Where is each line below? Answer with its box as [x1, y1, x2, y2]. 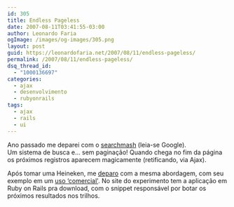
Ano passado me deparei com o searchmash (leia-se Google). [7, 140, 187, 149]
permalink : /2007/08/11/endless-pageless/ [7, 56, 133, 63]
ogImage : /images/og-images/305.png [7, 36, 114, 44]
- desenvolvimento [13, 88, 68, 95]
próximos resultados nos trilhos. [7, 191, 100, 200]
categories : [7, 75, 42, 83]
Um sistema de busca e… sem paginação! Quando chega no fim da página [7, 148, 223, 156]
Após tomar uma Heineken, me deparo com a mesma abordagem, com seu [7, 169, 224, 178]
